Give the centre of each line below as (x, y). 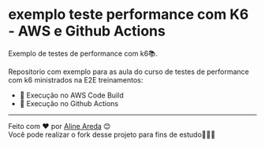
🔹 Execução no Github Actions (69, 103)
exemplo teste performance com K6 (129, 15)
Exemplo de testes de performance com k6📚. (83, 53)
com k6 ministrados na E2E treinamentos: (76, 79)
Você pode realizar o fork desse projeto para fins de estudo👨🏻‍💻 (112, 134)
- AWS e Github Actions (87, 31)
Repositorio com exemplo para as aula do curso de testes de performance (129, 72)
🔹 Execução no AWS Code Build (71, 95)
